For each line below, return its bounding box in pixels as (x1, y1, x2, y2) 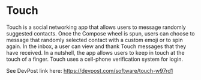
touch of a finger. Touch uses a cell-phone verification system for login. (6, 55, 183, 63)
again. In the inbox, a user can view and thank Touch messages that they (6, 43, 187, 50)
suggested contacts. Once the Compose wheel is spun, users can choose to (6, 29, 195, 37)
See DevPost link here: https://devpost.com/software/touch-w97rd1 (6, 67, 173, 74)
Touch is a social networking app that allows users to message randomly (6, 23, 186, 31)
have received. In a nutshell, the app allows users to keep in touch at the (6, 49, 185, 56)
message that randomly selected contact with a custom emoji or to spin (6, 36, 183, 43)
